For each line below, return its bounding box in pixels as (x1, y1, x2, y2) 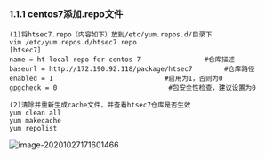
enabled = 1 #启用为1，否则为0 (9, 74, 223, 83)
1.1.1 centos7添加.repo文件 (9, 7, 124, 20)
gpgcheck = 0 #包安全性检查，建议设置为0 (9, 83, 256, 92)
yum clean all (9, 108, 62, 117)
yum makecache (9, 116, 62, 125)
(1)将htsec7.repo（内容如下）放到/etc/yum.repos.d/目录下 (9, 30, 213, 39)
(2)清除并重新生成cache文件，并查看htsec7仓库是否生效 (9, 100, 191, 110)
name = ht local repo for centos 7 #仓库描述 (9, 55, 236, 64)
